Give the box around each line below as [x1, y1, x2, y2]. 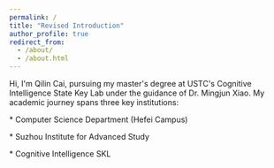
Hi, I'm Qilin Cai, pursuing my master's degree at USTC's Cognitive [9, 79, 252, 88]
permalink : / [9, 12, 57, 22]
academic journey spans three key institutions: [9, 97, 179, 107]
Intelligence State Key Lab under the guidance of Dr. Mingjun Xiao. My [9, 88, 265, 98]
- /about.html [17, 54, 69, 63]
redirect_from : [9, 37, 65, 47]
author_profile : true [9, 29, 89, 38]
